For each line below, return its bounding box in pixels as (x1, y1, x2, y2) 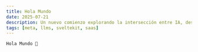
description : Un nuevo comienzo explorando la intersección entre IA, (6, 19, 183, 25)
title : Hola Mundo (6, 8, 51, 15)
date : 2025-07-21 (6, 14, 49, 20)
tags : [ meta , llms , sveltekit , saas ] (6, 25, 99, 31)
